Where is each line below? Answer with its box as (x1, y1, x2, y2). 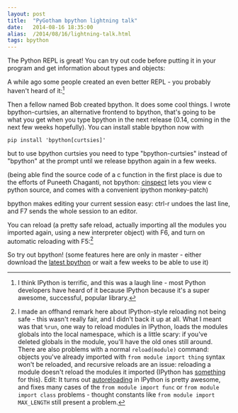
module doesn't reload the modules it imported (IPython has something (17, 368, 226, 377)
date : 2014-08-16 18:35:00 (7, 23, 93, 31)
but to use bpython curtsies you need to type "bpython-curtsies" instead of (7, 149, 228, 157)
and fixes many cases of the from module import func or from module (17, 383, 220, 392)
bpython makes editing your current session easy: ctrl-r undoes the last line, (7, 199, 230, 208)
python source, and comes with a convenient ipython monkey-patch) (7, 186, 209, 194)
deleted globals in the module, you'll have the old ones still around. (17, 338, 213, 346)
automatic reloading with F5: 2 (7, 235, 94, 245)
